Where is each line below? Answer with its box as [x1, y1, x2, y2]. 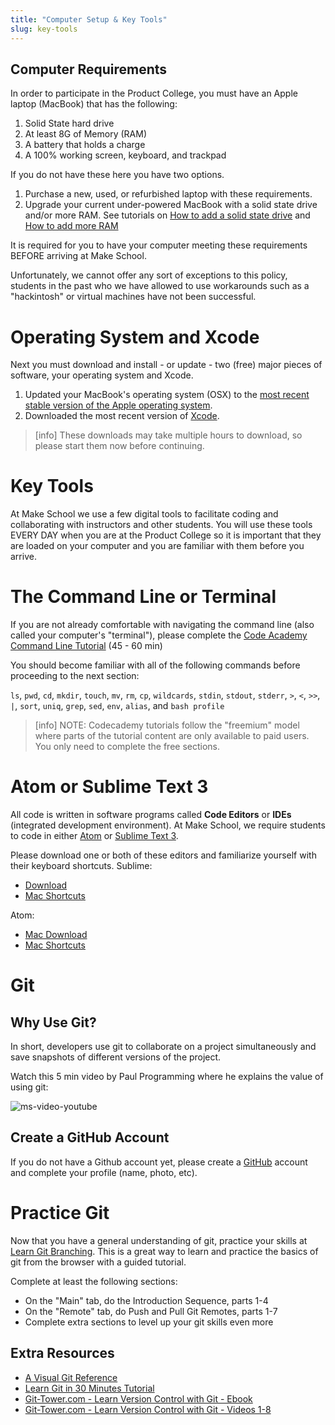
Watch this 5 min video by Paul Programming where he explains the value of [10, 1071, 324, 1083]
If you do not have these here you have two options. [10, 169, 225, 181]
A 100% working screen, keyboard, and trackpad [24, 149, 227, 161]
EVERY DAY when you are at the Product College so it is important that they [10, 529, 322, 541]
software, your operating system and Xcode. [10, 369, 194, 381]
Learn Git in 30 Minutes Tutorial [24, 1382, 155, 1394]
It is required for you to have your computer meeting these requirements [10, 239, 308, 251]
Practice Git [10, 1202, 110, 1225]
